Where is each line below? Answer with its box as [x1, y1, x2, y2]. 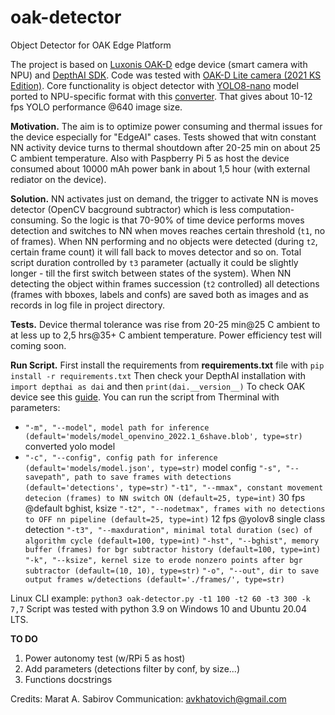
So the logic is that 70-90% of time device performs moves [60, 214, 305, 226]
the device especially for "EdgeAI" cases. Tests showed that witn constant [10, 131, 317, 143]
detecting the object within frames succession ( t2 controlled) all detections [10, 277, 320, 290]
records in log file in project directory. [10, 299, 165, 311]
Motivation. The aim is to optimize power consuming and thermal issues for [10, 120, 323, 132]
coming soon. [10, 339, 67, 351]
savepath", [24, 472, 71, 482]
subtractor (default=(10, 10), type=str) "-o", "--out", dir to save [24, 566, 320, 576]
